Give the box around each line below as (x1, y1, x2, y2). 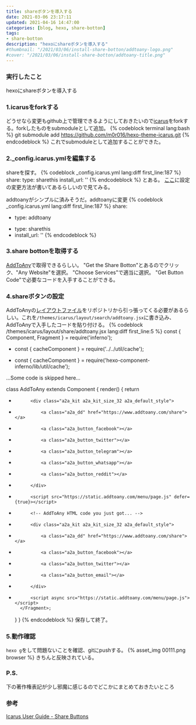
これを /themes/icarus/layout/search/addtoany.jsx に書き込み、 (21, 314, 175, 321)
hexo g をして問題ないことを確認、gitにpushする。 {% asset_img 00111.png (6, 647, 185, 654)
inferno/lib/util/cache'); (14, 363, 70, 370)
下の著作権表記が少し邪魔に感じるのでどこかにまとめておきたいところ (6, 683, 175, 690)
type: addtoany (14, 214, 51, 221)
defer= (174, 494, 190, 500)
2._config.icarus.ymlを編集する (6, 155, 96, 163)
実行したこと (6, 73, 43, 81)
